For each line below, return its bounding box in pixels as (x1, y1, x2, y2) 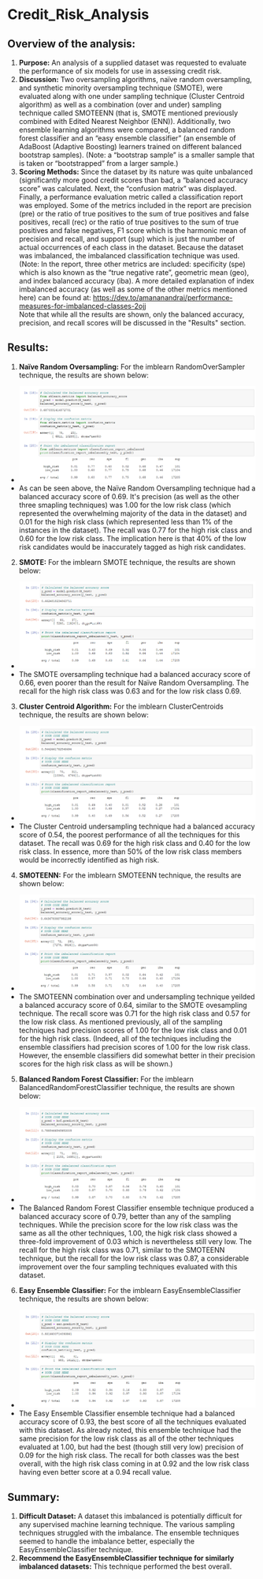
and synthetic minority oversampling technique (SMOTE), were (18, 83, 224, 92)
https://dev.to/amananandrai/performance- (92, 293, 233, 302)
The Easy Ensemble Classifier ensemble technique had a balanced (18, 1408, 235, 1419)
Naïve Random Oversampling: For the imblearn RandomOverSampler (18, 362, 246, 371)
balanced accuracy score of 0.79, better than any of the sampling (18, 1211, 232, 1221)
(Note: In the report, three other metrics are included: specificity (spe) (18, 259, 246, 269)
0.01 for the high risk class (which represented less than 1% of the (18, 517, 233, 527)
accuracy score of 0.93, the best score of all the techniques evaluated (18, 1417, 247, 1427)
